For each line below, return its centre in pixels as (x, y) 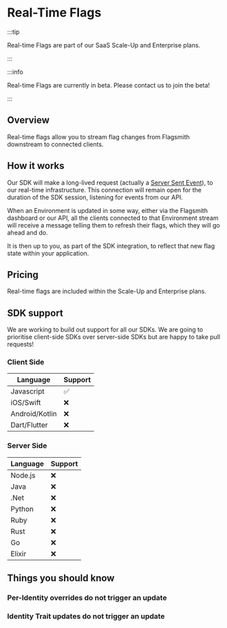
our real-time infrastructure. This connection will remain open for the (104, 190)
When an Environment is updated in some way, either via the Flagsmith (108, 210)
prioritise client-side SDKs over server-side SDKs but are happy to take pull (114, 337)
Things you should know (61, 578)
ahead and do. (28, 232)
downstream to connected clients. (55, 144)
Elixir (18, 554)
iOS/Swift (26, 403)
